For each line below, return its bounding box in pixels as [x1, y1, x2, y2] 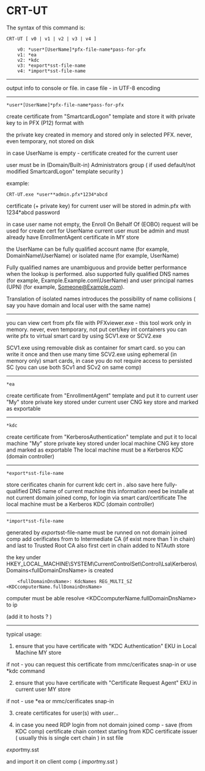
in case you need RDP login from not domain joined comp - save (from [15, 721, 193, 728]
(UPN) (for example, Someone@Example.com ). [6, 283, 125, 291]
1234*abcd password [6, 209, 60, 216]
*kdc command [6, 667, 45, 674]
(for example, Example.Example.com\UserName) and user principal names [6, 277, 194, 284]
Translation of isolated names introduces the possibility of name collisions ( [6, 295, 196, 302]
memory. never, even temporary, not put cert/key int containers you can [6, 326, 187, 333]
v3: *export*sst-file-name [17, 62, 86, 69]
